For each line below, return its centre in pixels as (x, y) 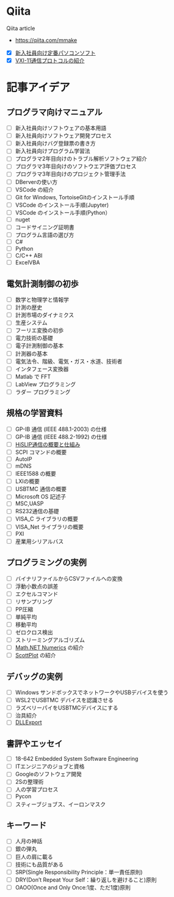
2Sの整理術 (29, 782)
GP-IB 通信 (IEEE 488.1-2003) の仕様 (61, 429)
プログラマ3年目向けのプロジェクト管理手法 (71, 174)
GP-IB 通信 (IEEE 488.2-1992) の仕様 (61, 437)
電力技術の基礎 (34, 338)
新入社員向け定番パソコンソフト (55, 53)
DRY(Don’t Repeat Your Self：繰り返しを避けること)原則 (86, 880)
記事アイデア (38, 88)
